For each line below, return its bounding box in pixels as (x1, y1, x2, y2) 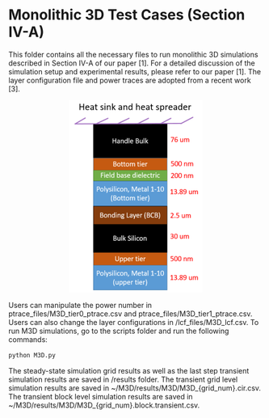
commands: (8, 334, 48, 344)
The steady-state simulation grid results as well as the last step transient (8, 365, 250, 375)
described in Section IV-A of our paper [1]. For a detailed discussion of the (8, 58, 256, 68)
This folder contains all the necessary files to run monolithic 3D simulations (8, 49, 258, 59)
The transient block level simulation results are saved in (8, 391, 193, 401)
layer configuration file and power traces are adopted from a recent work (8, 75, 252, 85)
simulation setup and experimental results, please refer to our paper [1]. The (8, 66, 262, 76)
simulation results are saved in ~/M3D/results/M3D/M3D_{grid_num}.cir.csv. (8, 382, 261, 393)
